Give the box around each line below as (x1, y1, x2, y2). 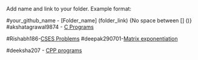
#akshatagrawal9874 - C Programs (6, 24, 94, 30)
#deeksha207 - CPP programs (6, 47, 82, 54)
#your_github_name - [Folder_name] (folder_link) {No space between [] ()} (6, 17, 192, 24)
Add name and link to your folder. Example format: (6, 5, 132, 12)
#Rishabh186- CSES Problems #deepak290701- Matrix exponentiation (6, 35, 178, 42)
